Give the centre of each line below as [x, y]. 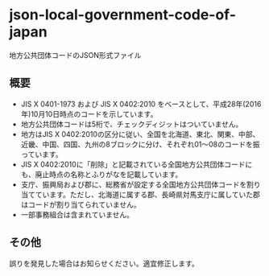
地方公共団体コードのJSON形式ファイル [75, 55]
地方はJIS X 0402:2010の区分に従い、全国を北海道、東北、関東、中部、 [140, 134]
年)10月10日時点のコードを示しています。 [89, 113]
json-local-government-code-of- [123, 15]
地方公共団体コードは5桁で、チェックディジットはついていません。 [132, 124]
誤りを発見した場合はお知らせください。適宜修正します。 [104, 263]
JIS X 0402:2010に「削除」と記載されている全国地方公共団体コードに [137, 164]
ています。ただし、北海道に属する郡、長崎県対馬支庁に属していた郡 [147, 194]
